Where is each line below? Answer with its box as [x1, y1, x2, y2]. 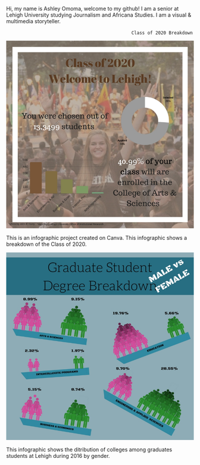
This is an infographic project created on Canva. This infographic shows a [6, 235, 187, 241]
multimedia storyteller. [6, 18, 61, 24]
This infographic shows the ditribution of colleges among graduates [6, 446, 173, 453]
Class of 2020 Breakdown [131, 30, 193, 36]
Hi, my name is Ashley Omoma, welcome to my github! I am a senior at [6, 5, 179, 12]
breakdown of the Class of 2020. [6, 241, 87, 248]
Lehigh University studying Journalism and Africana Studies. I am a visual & [6, 11, 192, 18]
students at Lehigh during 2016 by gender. [6, 452, 110, 459]
